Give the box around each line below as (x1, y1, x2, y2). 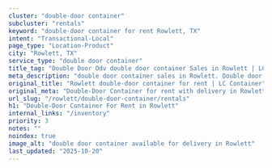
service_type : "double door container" (8, 57, 143, 65)
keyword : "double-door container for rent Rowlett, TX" (8, 27, 201, 35)
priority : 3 (8, 117, 49, 125)
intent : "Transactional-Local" (8, 34, 114, 43)
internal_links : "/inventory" (8, 110, 111, 118)
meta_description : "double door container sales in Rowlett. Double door (8, 72, 263, 80)
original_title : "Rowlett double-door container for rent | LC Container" (8, 79, 266, 87)
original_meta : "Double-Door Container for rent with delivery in (8, 86, 237, 95)
